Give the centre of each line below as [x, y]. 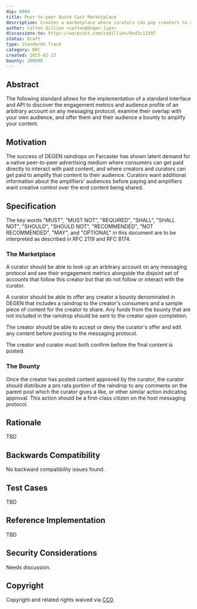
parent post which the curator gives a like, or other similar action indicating [96, 391]
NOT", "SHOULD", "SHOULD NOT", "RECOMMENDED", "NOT [80, 226]
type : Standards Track [34, 45]
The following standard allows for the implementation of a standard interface [98, 99]
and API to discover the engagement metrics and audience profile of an [92, 105]
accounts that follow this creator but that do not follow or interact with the [95, 279]
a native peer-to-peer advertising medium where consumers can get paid [95, 163]
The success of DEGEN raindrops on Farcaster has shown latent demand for [98, 156]
